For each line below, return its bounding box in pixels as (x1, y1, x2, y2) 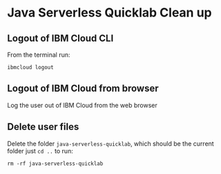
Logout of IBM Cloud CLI (7, 32, 114, 44)
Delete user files (7, 121, 79, 133)
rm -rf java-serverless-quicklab (7, 160, 104, 167)
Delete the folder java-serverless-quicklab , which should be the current (7, 139, 214, 148)
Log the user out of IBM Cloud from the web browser (7, 101, 157, 109)
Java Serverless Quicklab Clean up (7, 5, 212, 21)
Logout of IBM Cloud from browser (7, 83, 159, 95)
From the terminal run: (7, 50, 70, 59)
